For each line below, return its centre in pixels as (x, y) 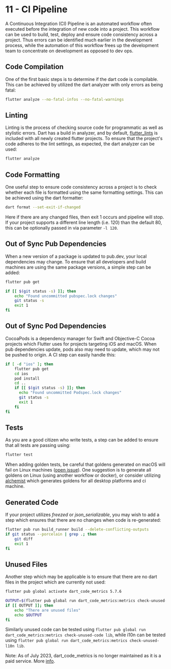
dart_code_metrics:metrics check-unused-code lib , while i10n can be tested (85, 635)
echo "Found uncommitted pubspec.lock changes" (66, 296)
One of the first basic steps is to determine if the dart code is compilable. (82, 79)
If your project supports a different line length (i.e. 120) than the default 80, (84, 222)
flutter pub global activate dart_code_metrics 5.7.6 (64, 592)
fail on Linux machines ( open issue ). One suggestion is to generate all (78, 470)
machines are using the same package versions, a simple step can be (78, 267)
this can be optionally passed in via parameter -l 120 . (62, 228)
